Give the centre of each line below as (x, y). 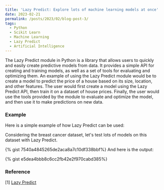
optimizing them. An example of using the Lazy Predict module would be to (81, 76)
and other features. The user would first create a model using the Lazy (76, 86)
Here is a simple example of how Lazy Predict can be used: (65, 125)
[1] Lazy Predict (21, 183)
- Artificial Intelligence (37, 46)
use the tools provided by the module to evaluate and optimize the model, (79, 97)
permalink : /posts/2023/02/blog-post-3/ (47, 19)
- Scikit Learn (25, 32)
